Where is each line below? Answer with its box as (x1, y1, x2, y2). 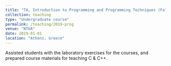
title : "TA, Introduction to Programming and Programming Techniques (5, 7, 156, 13)
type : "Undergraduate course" (5, 17, 70, 22)
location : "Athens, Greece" (5, 36, 65, 41)
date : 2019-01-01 (5, 31, 42, 36)
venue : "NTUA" (5, 26, 36, 31)
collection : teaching (5, 12, 51, 17)
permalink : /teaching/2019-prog (5, 21, 74, 27)
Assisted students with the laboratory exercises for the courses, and (5, 49, 149, 56)
